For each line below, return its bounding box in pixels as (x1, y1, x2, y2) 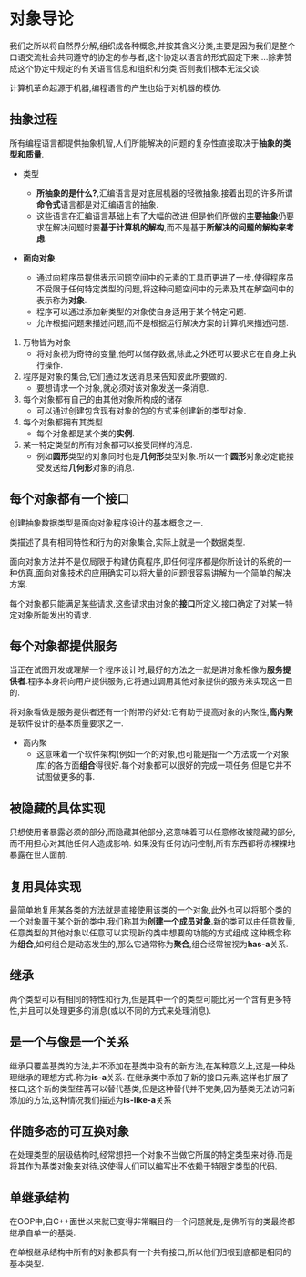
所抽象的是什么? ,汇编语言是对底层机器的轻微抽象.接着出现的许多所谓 (36, 188, 293, 199)
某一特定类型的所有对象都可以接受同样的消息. (22, 439, 193, 450)
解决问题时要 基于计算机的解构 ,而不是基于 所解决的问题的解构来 (52, 221, 287, 232)
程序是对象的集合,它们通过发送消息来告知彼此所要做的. (22, 371, 228, 382)
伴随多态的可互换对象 (9, 1124, 129, 1139)
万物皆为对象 (22, 336, 71, 347)
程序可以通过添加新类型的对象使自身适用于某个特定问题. (36, 306, 247, 317)
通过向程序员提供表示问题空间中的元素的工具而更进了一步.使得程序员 (36, 271, 294, 282)
